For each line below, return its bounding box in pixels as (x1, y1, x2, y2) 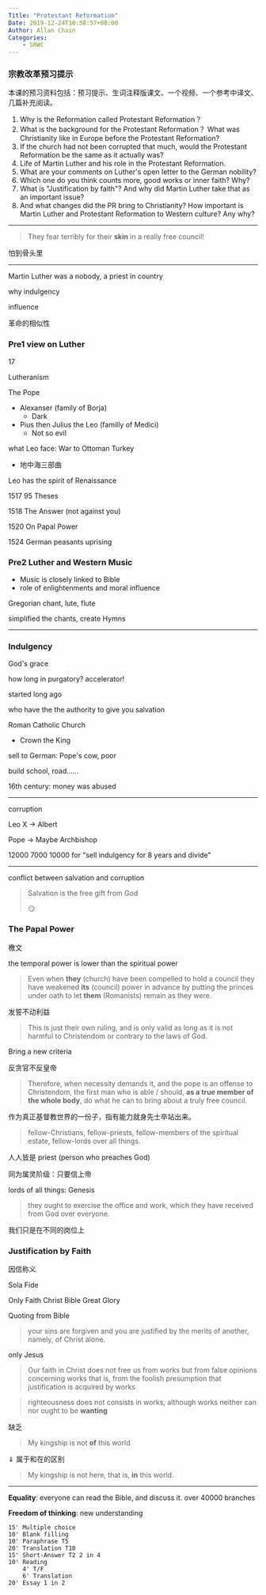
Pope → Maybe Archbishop (8, 835, 97, 845)
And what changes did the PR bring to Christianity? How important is (19, 201, 244, 211)
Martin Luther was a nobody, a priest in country (8, 272, 164, 281)
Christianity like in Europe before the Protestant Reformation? (19, 134, 220, 143)
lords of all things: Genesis (8, 1185, 95, 1194)
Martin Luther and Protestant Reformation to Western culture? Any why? (19, 209, 255, 218)
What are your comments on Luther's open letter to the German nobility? (19, 167, 257, 177)
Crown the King (19, 735, 71, 745)
